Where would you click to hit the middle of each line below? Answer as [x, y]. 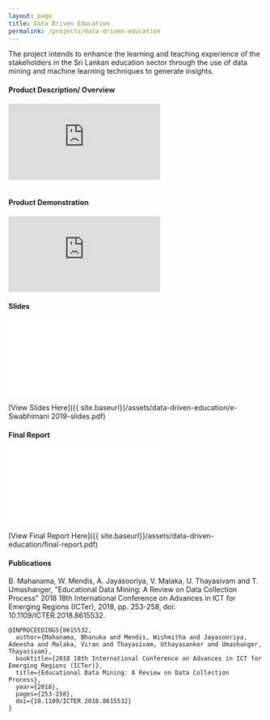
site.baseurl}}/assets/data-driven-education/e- [159, 407]
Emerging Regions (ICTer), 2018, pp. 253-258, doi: [92, 607]
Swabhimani [29, 416]
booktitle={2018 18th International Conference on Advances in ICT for [139, 659]
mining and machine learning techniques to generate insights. [111, 71]
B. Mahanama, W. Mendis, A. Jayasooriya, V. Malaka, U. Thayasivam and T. [133, 581]
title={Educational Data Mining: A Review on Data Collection [122, 673]
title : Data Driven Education [59, 24]
